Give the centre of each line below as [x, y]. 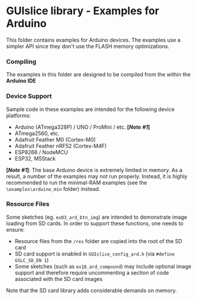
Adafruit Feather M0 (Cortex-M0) [55, 139]
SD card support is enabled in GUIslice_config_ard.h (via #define [95, 254]
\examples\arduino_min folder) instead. [53, 189]
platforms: [19, 115]
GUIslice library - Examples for [83, 11]
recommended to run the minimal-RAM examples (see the [77, 183]
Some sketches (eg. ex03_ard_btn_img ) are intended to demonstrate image [97, 217]
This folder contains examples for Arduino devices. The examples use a [93, 40]
